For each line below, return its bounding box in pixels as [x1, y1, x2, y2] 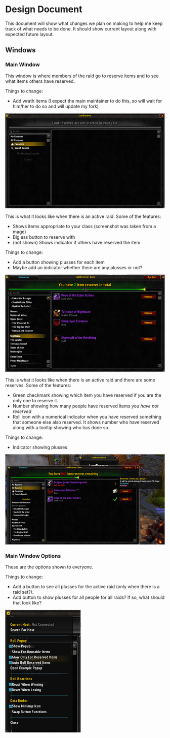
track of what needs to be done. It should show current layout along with [5, 25, 157, 31]
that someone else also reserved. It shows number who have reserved [12, 419, 159, 425]
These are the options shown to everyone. [5, 564, 94, 570]
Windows [5, 46, 36, 54]
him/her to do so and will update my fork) [12, 103, 99, 109]
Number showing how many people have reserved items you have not [12, 403, 159, 409]
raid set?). [12, 589, 34, 595]
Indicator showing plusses [12, 444, 67, 450]
